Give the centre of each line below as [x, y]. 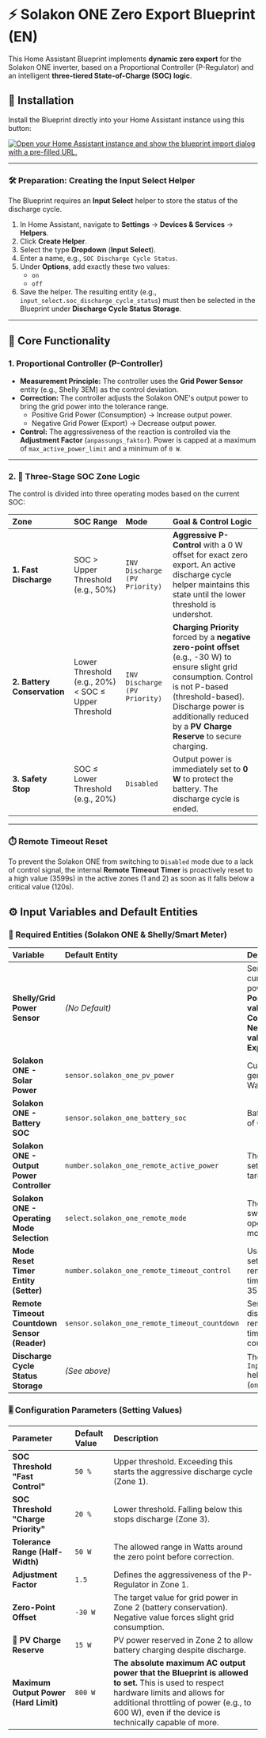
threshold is [194, 604]
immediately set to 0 [211, 769]
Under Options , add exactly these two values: [95, 267]
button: [20, 128]
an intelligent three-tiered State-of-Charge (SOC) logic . [100, 75]
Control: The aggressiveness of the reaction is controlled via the [125, 432]
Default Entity [91, 955]
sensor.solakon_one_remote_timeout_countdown [152, 1324]
